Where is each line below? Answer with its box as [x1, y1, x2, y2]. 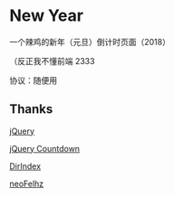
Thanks [9, 101, 53, 117]
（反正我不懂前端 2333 [9, 55, 95, 66]
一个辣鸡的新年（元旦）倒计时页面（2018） [9, 36, 170, 47]
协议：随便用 [9, 74, 57, 86]
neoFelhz [9, 178, 44, 189]
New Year [9, 5, 84, 26]
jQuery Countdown [9, 143, 80, 154]
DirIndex [9, 160, 42, 172]
